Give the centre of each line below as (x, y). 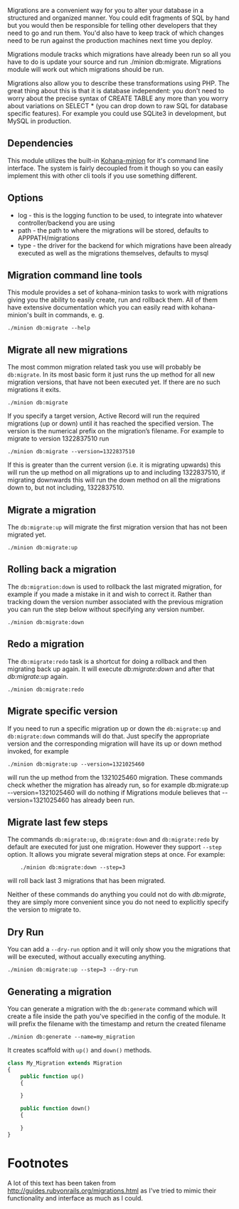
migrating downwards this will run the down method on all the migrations (114, 480)
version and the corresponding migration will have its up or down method (115, 744)
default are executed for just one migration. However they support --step (115, 847)
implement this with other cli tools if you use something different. (102, 175)
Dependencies (40, 143)
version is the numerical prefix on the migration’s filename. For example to (116, 431)
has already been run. (103, 800)
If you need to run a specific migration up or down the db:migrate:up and (114, 728)
